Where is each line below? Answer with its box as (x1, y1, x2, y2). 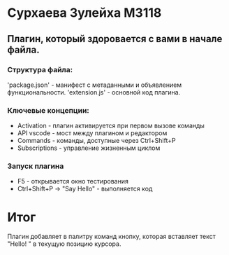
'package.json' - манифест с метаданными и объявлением (7, 81, 182, 89)
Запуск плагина (7, 161, 64, 171)
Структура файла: (7, 64, 73, 74)
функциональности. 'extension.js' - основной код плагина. (7, 88, 181, 96)
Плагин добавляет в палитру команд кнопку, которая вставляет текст (7, 233, 216, 241)
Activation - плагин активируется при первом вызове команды (17, 121, 205, 130)
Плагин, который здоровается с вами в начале (7, 33, 223, 45)
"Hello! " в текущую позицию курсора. (7, 240, 121, 248)
